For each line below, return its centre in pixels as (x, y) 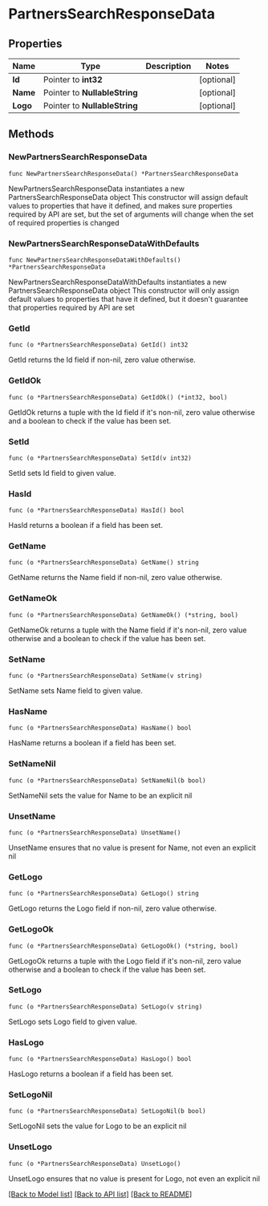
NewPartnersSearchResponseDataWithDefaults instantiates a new (118, 282)
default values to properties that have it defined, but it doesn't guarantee (128, 298)
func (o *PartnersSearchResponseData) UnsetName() (95, 832)
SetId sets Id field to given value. (62, 473)
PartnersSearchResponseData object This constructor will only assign (124, 290)
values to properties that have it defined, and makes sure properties (120, 205)
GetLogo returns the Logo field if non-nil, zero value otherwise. (113, 908)
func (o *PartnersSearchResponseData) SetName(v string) (106, 676)
